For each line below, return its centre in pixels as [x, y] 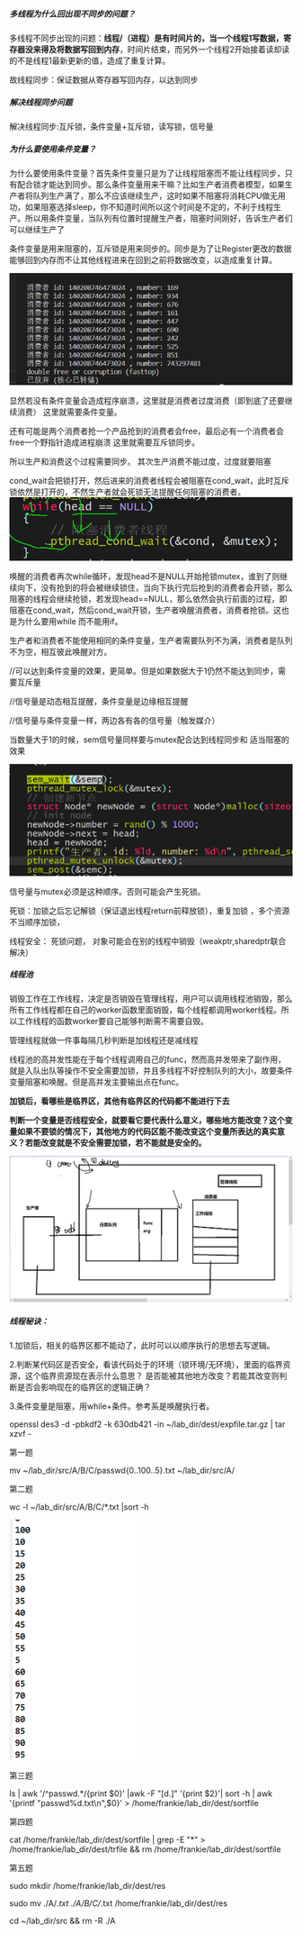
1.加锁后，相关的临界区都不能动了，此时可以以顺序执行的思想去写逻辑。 [142, 1346]
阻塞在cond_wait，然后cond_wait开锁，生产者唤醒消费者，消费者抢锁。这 [145, 610]
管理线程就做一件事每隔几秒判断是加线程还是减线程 [104, 1040]
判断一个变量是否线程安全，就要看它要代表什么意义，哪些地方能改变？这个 [147, 1121]
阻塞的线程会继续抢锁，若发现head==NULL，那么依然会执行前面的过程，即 [148, 599]
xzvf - [21, 1434]
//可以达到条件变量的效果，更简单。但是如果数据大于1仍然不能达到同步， [144, 671]
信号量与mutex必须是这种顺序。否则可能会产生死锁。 [107, 891]
